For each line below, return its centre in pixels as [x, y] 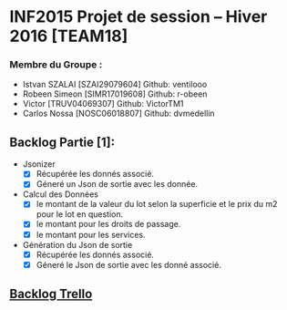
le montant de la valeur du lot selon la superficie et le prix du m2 [157, 204]
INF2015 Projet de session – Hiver [138, 17]
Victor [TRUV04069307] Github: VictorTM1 [103, 104]
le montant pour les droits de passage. [108, 224]
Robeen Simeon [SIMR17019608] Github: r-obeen [115, 94]
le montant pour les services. [91, 234]
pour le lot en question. [80, 214]
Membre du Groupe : [56, 65]
